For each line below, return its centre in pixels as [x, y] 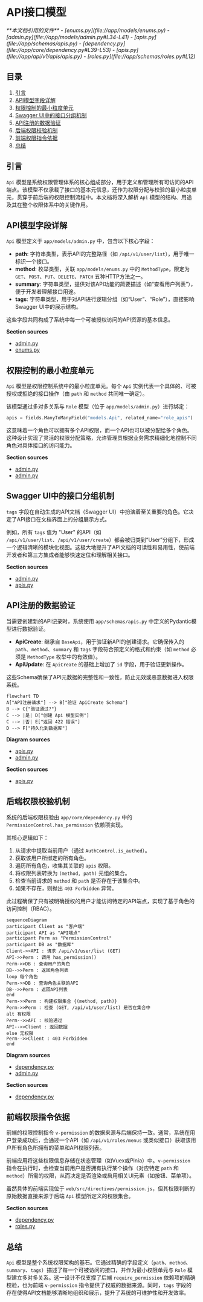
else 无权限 [20, 1033]
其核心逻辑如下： [27, 837]
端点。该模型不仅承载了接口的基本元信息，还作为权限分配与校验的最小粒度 [99, 189]
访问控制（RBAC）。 [31, 908]
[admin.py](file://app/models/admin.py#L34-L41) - [69, 37]
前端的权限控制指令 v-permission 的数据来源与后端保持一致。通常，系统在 [98, 1133]
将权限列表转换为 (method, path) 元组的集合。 [72, 873]
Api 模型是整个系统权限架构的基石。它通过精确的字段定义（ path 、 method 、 [99, 1263]
